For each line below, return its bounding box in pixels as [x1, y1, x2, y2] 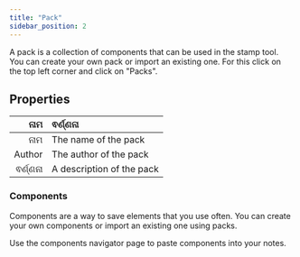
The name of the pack [51, 133, 145, 146]
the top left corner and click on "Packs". [9, 65, 158, 77]
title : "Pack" [9, 13, 63, 23]
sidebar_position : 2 [9, 22, 88, 31]
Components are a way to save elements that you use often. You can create [9, 210, 291, 221]
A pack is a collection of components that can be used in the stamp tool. [9, 46, 279, 57]
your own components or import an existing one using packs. [9, 220, 238, 231]
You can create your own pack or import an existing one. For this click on [9, 56, 282, 67]
